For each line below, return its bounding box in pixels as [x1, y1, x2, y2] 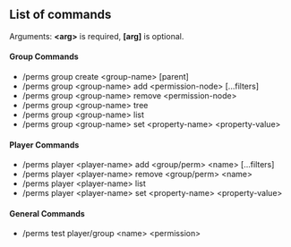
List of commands [9, 7, 112, 22]
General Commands [9, 208, 85, 218]
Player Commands [9, 139, 80, 150]
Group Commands [9, 51, 79, 62]
